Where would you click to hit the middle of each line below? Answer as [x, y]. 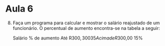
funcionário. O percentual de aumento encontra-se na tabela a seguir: [86, 28]
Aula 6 [19, 9]
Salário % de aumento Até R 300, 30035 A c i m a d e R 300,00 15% [78, 38]
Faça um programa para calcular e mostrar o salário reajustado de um [86, 23]
